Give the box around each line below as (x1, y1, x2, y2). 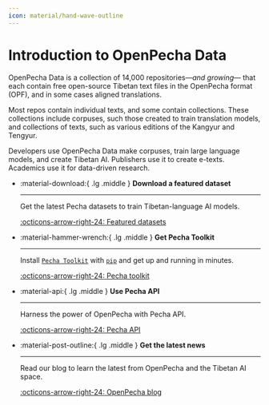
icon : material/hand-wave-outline (8, 11, 124, 20)
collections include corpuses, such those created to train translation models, (8, 113, 261, 123)
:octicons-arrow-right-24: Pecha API (19, 324, 141, 334)
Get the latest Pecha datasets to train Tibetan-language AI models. (19, 201, 240, 211)
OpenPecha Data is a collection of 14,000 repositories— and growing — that (8, 73, 256, 82)
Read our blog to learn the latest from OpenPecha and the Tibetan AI (19, 363, 247, 372)
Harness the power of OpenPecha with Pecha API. (19, 309, 187, 319)
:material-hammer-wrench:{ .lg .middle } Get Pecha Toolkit (19, 232, 215, 242)
